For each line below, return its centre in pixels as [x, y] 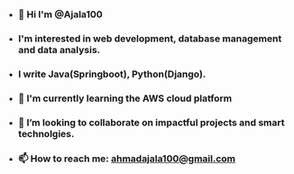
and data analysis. [59, 50]
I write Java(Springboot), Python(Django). [112, 74]
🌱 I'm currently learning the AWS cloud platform [125, 98]
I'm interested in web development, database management [150, 38]
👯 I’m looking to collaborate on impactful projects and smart [151, 123]
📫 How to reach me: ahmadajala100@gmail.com [127, 159]
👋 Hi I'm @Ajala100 [60, 14]
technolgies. [46, 133]
